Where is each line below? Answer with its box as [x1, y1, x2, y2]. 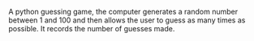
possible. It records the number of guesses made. [8, 24, 175, 33]
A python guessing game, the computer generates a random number [8, 7, 238, 16]
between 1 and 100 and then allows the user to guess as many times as [8, 15, 246, 25]
